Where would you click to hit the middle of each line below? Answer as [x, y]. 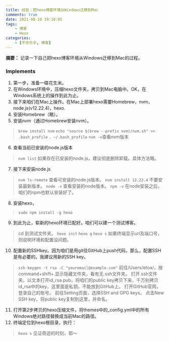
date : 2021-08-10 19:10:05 [34, 19]
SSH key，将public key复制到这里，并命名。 [64, 299]
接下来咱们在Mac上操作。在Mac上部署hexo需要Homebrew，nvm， [83, 102]
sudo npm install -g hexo [45, 213]
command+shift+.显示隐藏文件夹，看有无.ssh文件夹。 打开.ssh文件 [88, 274]
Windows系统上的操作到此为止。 [47, 95]
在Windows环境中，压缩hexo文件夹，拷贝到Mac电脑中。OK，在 [80, 89]
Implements [21, 71]
